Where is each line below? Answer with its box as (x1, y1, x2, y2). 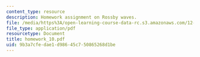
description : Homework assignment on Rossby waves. (6, 14, 137, 20)
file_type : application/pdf (6, 25, 76, 31)
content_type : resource (6, 8, 65, 15)
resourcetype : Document (6, 31, 65, 37)
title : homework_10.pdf (6, 36, 65, 42)
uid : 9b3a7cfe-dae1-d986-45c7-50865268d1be (6, 42, 116, 48)
